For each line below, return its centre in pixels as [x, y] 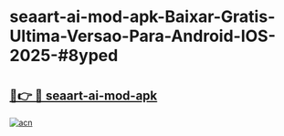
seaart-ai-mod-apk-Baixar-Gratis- [142, 17]
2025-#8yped [64, 56]
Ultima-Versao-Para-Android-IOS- [143, 36]
